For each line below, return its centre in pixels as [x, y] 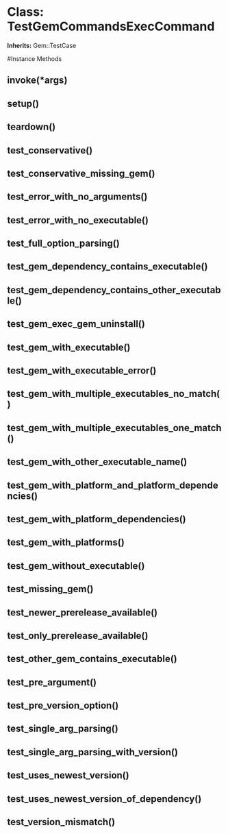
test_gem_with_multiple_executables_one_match [114, 428]
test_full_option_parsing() [63, 244]
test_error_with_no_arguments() [77, 197]
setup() [23, 103]
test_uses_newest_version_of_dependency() [104, 799]
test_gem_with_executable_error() [82, 371]
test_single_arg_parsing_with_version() [92, 752]
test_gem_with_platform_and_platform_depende [113, 485]
